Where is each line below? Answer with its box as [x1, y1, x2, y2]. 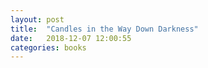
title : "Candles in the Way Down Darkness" [10, 24, 199, 34]
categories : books [10, 42, 87, 53]
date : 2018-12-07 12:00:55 [10, 33, 132, 43]
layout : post [10, 14, 65, 25]
